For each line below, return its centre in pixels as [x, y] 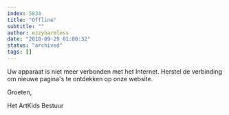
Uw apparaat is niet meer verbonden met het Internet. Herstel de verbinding [115, 71]
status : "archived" [35, 45]
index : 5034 [24, 13]
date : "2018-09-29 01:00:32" [49, 39]
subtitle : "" [26, 26]
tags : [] [20, 52]
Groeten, [20, 92]
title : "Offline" [32, 20]
